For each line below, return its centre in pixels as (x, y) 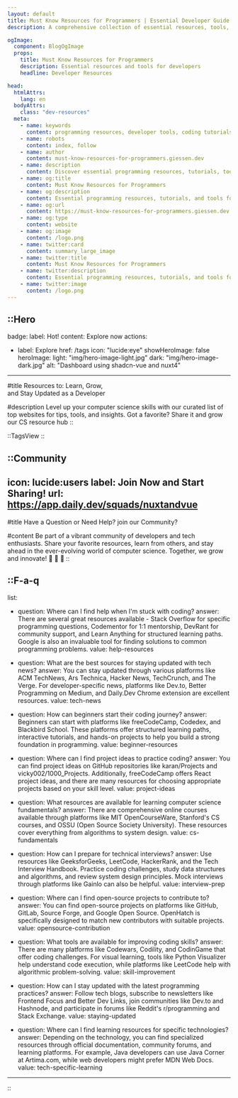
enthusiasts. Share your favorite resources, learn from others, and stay (110, 543)
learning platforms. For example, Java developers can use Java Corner (121, 1053)
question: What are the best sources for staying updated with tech (114, 663)
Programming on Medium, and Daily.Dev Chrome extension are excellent (124, 693)
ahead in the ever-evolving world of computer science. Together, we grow (115, 551)
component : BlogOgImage (49, 47)
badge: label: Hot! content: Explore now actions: (77, 337)
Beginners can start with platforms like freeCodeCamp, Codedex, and (119, 722)
